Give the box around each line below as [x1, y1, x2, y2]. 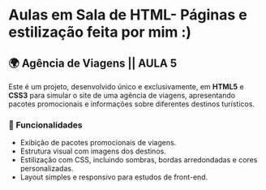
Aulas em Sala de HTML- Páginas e [8, 6, 247, 24]
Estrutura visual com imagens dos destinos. [19, 146, 166, 156]
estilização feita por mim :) [8, 23, 192, 41]
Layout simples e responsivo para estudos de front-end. [19, 172, 208, 182]
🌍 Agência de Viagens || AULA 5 [8, 56, 178, 70]
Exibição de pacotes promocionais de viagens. [19, 138, 177, 148]
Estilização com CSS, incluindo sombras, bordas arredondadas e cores [19, 155, 258, 165]
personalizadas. [19, 164, 74, 174]
